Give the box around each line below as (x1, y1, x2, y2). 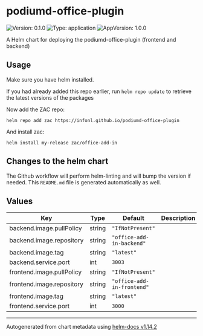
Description (161, 214, 196, 222)
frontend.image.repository (9, 280, 83, 288)
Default (123, 214, 145, 222)
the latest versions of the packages (6, 94, 94, 101)
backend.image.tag (9, 248, 64, 257)
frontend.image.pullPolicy (9, 268, 82, 276)
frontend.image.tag (9, 292, 64, 300)
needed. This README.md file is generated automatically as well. (6, 178, 161, 186)
